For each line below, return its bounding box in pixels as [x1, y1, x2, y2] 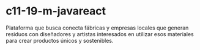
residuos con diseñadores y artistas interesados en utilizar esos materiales [6, 30, 194, 37]
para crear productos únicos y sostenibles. [6, 37, 114, 44]
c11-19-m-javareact [6, 4, 106, 18]
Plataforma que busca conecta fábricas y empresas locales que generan [6, 24, 189, 31]
